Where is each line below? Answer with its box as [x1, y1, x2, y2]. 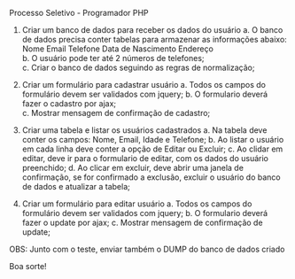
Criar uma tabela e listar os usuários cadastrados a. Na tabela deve [21, 125, 268, 136]
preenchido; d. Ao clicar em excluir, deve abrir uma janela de [21, 163, 244, 173]
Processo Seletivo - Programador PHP [9, 8, 149, 18]
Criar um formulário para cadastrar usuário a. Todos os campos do [21, 80, 266, 89]
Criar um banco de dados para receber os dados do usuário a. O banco [21, 25, 283, 35]
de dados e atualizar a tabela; [21, 182, 130, 191]
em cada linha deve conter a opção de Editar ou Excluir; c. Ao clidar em [21, 143, 283, 154]
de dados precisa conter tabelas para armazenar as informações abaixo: [21, 35, 288, 44]
